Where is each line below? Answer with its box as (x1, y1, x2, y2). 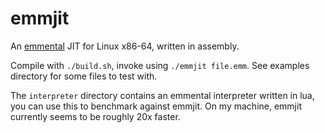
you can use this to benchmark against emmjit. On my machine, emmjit (10, 100, 302, 112)
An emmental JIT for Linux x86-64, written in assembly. (10, 40, 240, 52)
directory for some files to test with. (10, 70, 158, 82)
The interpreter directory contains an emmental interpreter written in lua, (10, 89, 315, 101)
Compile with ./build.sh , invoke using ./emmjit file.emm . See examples (10, 59, 310, 71)
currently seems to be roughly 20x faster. (10, 110, 181, 122)
